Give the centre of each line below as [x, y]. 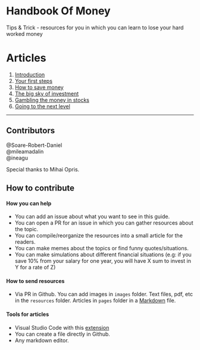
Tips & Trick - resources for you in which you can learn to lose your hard [95, 27]
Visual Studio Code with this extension [62, 327]
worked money [24, 33]
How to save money [39, 87]
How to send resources [35, 281]
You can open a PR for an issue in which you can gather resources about [104, 223]
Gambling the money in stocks [52, 100]
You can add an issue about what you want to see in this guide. [92, 217]
